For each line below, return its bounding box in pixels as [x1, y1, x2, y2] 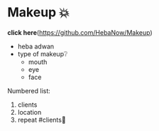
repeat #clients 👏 [17, 115, 66, 124]
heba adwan [17, 42, 55, 51]
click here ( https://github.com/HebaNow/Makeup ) [7, 28, 153, 36]
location [17, 108, 42, 116]
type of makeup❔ [17, 49, 68, 58]
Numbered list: [7, 86, 51, 95]
